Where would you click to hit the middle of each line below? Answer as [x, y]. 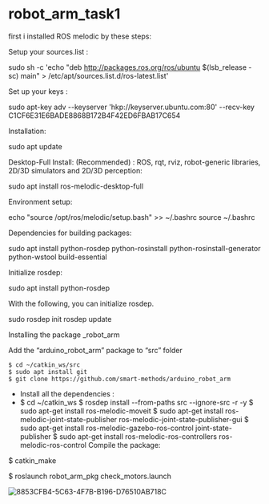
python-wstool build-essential [58, 257]
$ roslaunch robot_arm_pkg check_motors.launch [90, 476]
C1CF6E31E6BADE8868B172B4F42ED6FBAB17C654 [94, 115]
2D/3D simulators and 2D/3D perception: [75, 170]
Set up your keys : [38, 91]
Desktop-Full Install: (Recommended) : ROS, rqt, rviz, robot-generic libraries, [134, 162]
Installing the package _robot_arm [64, 335]
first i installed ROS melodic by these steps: [80, 36]
